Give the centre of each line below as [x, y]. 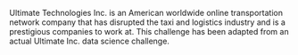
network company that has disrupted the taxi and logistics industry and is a [147, 22]
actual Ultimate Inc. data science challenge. [89, 41]
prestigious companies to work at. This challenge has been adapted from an [149, 31]
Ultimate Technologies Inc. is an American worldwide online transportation [146, 13]
